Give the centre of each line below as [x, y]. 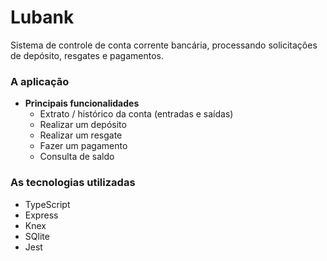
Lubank [42, 17]
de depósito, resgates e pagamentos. [87, 55]
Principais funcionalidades [82, 103]
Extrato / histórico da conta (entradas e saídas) [136, 114]
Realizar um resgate [81, 135]
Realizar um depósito [83, 125]
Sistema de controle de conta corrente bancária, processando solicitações [164, 45]
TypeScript [47, 204]
